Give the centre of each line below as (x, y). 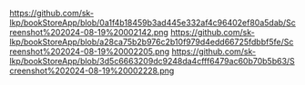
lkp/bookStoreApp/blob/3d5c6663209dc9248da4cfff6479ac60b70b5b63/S (152, 61)
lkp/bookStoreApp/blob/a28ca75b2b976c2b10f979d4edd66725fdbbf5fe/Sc (152, 42)
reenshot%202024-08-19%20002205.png (90, 52)
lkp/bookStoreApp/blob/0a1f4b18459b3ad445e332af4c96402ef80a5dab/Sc (152, 23)
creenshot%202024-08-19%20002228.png (92, 71)
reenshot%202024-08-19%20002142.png (89, 32)
